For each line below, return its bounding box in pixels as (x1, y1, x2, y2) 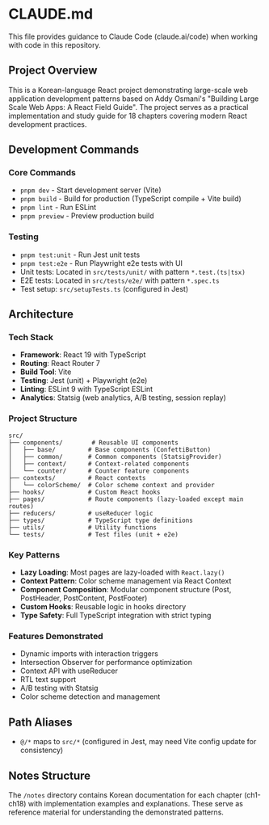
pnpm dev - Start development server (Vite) (19, 185, 162, 195)
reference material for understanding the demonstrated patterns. (8, 807, 225, 817)
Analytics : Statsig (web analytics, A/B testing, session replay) (19, 393, 226, 402)
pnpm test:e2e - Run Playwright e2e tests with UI (19, 258, 183, 267)
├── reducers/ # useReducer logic (8, 509, 153, 517)
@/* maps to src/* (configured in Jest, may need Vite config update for (19, 737, 257, 747)
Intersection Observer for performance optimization (19, 658, 192, 667)
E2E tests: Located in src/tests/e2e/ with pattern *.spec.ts (19, 276, 220, 285)
